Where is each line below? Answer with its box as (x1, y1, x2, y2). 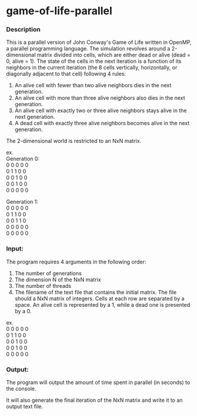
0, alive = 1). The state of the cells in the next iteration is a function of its (6, 58, 182, 65)
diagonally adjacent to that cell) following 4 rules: (6, 70, 126, 78)
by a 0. (14, 307, 32, 315)
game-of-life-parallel (6, 4, 112, 18)
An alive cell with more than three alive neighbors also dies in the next (14, 94, 185, 101)
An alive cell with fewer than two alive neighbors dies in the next (14, 82, 172, 89)
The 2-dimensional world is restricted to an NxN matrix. (6, 138, 142, 145)
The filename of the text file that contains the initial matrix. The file (14, 288, 177, 296)
